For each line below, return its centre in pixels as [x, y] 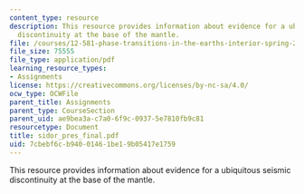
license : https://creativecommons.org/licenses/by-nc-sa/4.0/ [129, 85]
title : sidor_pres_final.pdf [64, 136]
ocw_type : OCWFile [44, 93]
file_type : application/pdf [62, 60]
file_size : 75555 [42, 52]
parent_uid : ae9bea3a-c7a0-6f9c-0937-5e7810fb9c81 [107, 119]
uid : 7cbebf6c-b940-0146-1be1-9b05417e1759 [93, 144]
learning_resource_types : [58, 69]
